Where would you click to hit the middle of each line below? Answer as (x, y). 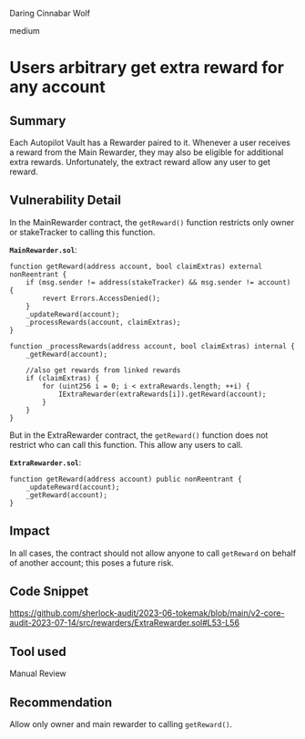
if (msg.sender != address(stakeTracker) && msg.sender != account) (158, 282)
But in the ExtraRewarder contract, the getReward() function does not (139, 435)
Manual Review (38, 673)
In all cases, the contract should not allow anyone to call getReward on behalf (153, 553)
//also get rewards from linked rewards (103, 370)
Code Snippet (49, 592)
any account (58, 87)
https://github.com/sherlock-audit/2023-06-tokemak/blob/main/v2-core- (147, 613)
